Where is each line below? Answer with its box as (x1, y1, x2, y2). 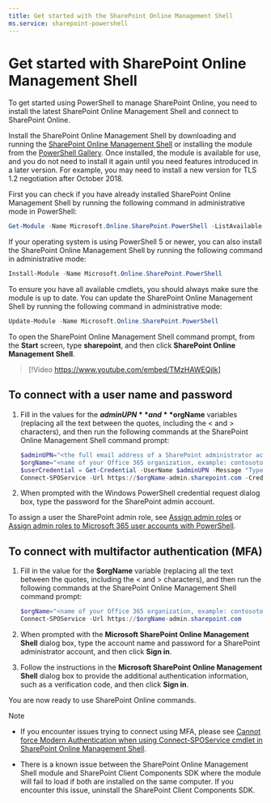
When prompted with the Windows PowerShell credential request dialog (19, 488, 260, 498)
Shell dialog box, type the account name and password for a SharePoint (19, 638, 260, 648)
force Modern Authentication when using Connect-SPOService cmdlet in (19, 735, 263, 745)
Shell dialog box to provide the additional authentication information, (19, 670, 249, 680)
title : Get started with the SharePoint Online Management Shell (8, 11, 233, 20)
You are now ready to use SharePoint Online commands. (8, 695, 197, 704)
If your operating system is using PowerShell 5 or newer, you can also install (8, 237, 262, 247)
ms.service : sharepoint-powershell (8, 19, 129, 27)
